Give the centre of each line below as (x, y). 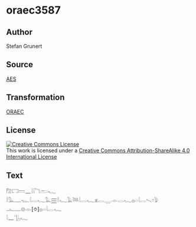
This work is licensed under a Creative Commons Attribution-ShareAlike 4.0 (98, 150)
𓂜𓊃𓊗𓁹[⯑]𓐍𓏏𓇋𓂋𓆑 (34, 209)
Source (20, 65)
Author (19, 32)
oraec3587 (33, 10)
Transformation (35, 98)
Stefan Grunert (24, 46)
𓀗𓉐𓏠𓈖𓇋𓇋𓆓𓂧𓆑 (31, 192)
